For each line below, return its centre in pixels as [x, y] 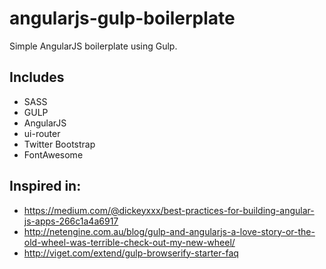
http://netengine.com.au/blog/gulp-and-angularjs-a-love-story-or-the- [169, 231]
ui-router [42, 133]
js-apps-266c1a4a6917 [71, 221]
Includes [37, 77]
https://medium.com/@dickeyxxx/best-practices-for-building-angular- [169, 210]
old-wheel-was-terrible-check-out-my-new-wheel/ [129, 242]
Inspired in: [45, 186]
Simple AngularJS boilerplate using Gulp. [93, 46]
